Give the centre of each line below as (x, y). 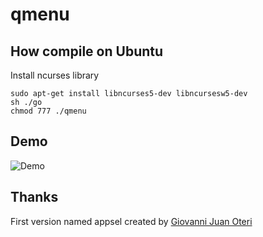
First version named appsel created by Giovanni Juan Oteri (131, 221)
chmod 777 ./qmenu (48, 111)
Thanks (34, 197)
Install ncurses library (55, 75)
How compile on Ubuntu (87, 51)
